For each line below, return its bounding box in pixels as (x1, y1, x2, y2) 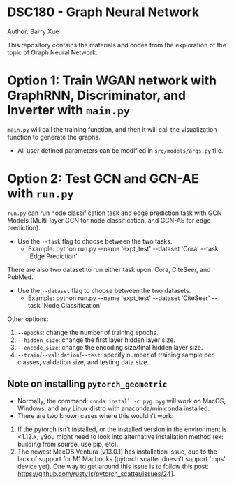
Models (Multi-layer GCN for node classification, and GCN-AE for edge (7, 216, 211, 224)
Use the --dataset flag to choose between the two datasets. (17, 286, 191, 294)
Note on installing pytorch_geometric (7, 378, 168, 390)
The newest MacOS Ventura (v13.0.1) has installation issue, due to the (17, 447, 218, 456)
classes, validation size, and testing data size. (17, 357, 149, 366)
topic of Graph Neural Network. (7, 48, 98, 57)
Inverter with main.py (7, 103, 131, 119)
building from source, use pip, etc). (17, 440, 119, 448)
